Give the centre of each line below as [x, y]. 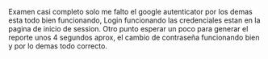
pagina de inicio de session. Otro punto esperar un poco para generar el [128, 29]
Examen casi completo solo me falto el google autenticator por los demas [130, 12]
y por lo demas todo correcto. [58, 46]
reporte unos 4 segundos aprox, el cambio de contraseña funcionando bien [134, 37]
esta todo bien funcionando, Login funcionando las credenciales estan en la [134, 20]
